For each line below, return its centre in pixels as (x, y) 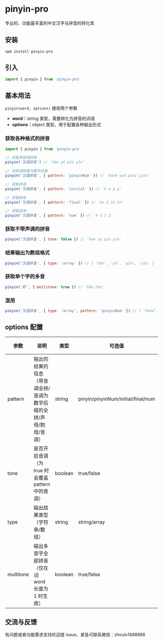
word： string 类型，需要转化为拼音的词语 (53, 118)
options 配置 (24, 327)
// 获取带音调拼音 (21, 158)
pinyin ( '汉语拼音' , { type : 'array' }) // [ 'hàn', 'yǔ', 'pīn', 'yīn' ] (80, 263)
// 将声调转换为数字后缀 (26, 171)
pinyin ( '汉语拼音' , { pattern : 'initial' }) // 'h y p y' (64, 189)
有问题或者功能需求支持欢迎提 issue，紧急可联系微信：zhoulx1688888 (75, 635)
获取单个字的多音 (25, 276)
